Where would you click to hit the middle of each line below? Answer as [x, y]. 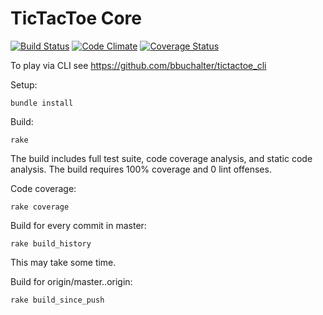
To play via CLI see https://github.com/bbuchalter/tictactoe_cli [138, 65]
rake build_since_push [57, 300]
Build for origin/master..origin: [71, 281]
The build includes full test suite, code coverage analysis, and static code [161, 158]
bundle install [42, 103]
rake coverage [40, 207]
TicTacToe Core [76, 18]
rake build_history [51, 243]
